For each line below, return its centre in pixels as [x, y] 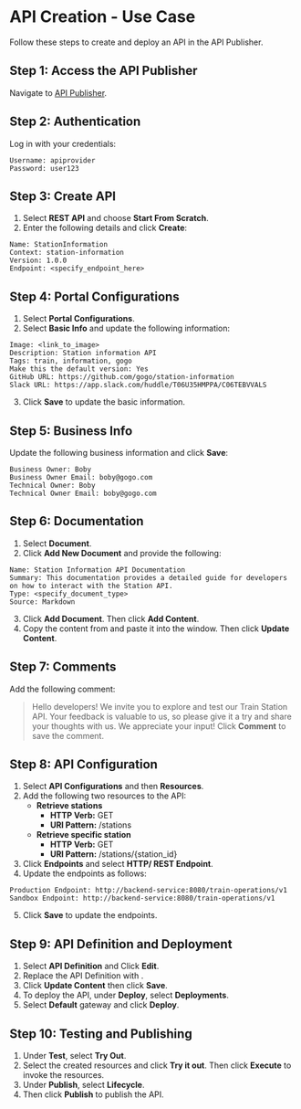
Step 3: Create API [63, 196]
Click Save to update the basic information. [104, 402]
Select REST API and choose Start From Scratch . [115, 218]
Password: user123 [44, 168]
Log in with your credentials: [63, 143]
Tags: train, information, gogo [71, 361]
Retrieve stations [69, 806]
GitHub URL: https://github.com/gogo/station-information [122, 377]
